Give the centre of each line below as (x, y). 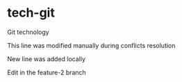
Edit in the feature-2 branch (47, 72)
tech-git (31, 13)
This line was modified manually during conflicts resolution (91, 45)
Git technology (28, 32)
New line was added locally (46, 59)
